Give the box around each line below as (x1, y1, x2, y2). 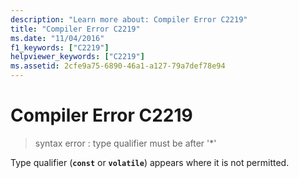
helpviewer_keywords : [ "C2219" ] (10, 52, 145, 62)
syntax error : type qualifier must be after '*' (34, 137, 217, 149)
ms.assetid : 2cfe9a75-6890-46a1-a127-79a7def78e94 (10, 61, 226, 71)
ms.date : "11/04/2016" (10, 33, 105, 43)
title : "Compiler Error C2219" (10, 24, 141, 34)
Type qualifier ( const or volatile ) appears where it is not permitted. (10, 156, 290, 168)
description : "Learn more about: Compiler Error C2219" (10, 14, 248, 25)
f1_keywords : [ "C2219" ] (10, 42, 110, 53)
